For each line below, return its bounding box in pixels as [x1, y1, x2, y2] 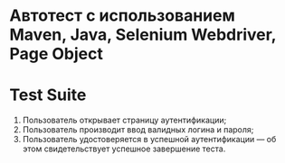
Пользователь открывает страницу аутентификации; [22, 114, 227, 126]
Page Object [9, 44, 104, 64]
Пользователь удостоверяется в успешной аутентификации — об [22, 134, 277, 145]
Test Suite [9, 85, 87, 105]
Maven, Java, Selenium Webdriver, [9, 24, 277, 45]
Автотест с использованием [9, 5, 235, 26]
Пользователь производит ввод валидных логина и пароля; [22, 124, 254, 135]
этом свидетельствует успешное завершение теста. [22, 143, 226, 154]
